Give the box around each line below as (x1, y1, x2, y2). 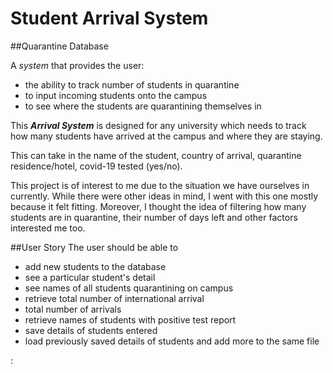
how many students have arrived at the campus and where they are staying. (10, 130, 323, 142)
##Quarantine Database (10, 40, 109, 52)
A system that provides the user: (10, 59, 145, 71)
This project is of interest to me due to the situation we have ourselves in (10, 179, 310, 191)
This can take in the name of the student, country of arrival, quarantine (10, 149, 302, 161)
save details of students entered (24, 324, 158, 336)
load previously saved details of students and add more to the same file (24, 335, 320, 347)
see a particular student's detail (24, 271, 156, 283)
